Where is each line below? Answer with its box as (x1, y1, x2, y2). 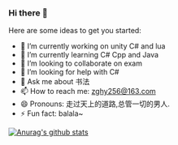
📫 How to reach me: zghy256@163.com (20, 87, 156, 96)
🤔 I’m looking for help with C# (20, 67, 119, 77)
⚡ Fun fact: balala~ (20, 109, 84, 118)
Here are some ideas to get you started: (8, 26, 142, 36)
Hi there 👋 (8, 7, 49, 19)
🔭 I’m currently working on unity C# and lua (20, 41, 166, 51)
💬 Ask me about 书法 (20, 77, 90, 87)
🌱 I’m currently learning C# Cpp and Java (20, 50, 159, 60)
